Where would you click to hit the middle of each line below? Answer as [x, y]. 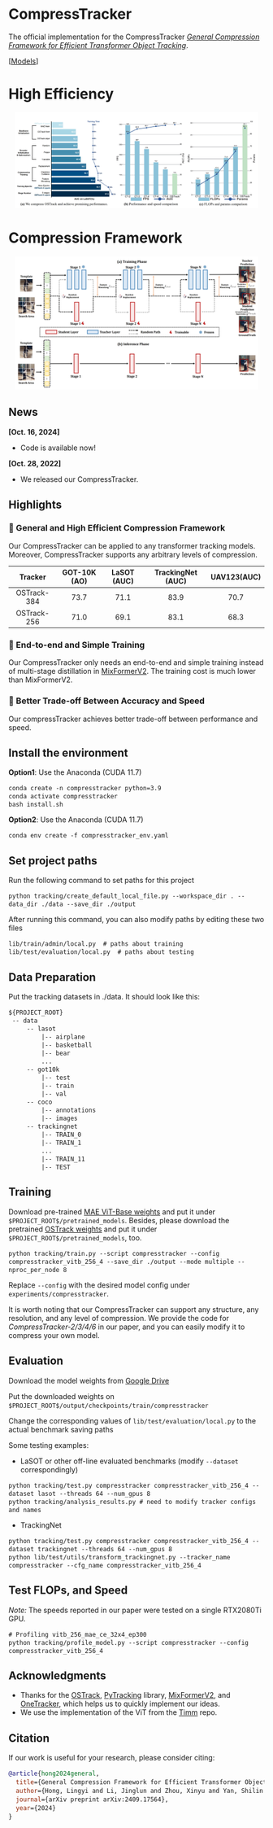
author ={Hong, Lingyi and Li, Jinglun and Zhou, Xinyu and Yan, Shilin [140, 1791]
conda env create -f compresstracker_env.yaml [89, 836]
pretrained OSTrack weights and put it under [83, 1229]
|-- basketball [67, 1045]
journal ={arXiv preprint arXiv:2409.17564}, [92, 1800]
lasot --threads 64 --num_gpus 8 [94, 1493]
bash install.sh [36, 805]
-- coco [39, 1102]
